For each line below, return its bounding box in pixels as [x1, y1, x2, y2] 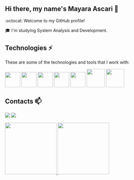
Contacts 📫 [5, 98, 42, 106]
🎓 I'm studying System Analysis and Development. [5, 27, 108, 33]
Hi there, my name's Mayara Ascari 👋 [5, 5, 119, 13]
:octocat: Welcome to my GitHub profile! [5, 17, 85, 23]
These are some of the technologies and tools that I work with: [5, 59, 130, 65]
